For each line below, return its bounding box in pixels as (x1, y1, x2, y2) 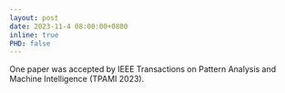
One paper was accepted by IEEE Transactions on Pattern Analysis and (9, 64, 277, 75)
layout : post (9, 13, 59, 23)
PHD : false (9, 38, 51, 48)
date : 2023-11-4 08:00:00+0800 (9, 22, 128, 31)
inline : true (9, 30, 59, 39)
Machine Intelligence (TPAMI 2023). (9, 74, 145, 85)
